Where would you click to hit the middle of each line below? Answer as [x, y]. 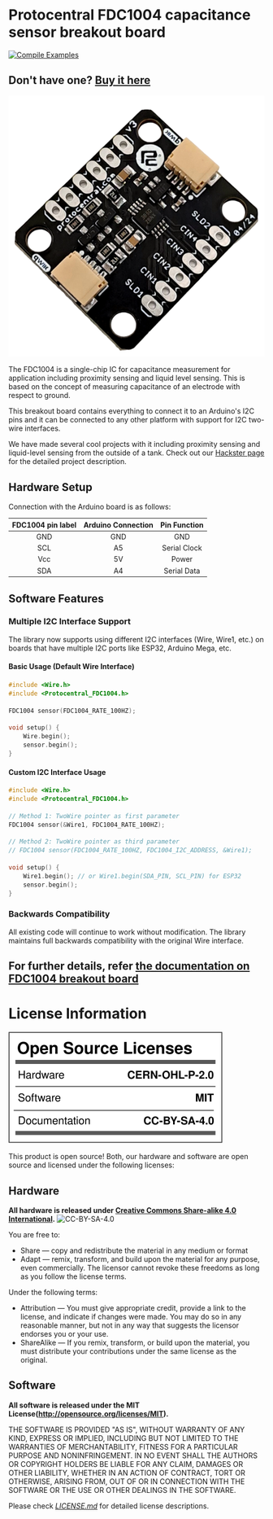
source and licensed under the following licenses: [91, 1165]
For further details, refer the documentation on [129, 966]
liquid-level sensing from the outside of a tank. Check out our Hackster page [136, 453]
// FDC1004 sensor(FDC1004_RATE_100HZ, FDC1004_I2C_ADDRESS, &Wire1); [130, 851]
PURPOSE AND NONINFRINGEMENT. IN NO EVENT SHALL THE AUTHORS [133, 1456]
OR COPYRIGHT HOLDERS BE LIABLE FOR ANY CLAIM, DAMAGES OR [126, 1464]
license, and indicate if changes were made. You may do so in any [131, 1316]
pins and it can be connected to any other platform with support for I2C [128, 420]
